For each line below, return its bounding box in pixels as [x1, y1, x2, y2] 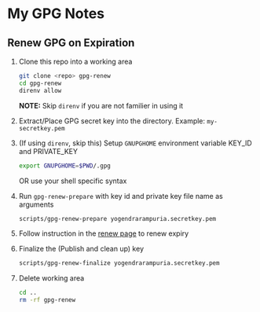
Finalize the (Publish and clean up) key [18, 244, 145, 254]
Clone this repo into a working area [18, 57, 133, 66]
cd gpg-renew [18, 79, 62, 87]
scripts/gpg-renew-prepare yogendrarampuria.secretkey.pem [18, 215, 217, 222]
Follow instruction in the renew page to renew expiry [18, 229, 189, 238]
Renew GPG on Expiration [7, 36, 135, 50]
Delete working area [18, 273, 85, 283]
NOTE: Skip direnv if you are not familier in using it [18, 101, 184, 110]
